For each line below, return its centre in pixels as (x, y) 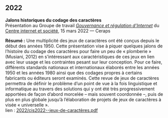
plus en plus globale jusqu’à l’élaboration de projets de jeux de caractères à (83, 99)
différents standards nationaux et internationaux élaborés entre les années (82, 67)
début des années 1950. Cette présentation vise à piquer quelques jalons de (84, 46)
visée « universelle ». (27, 105)
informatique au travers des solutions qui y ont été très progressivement (80, 89)
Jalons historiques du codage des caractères (53, 20)
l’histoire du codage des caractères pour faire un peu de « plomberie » (78, 51)
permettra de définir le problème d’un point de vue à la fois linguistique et (81, 83)
